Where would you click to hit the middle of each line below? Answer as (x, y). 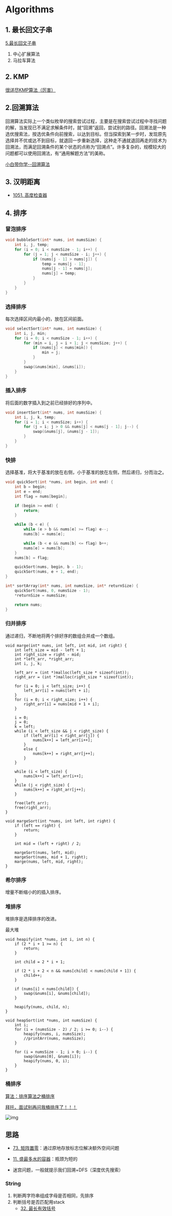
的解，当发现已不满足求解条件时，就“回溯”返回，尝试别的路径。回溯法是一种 (86, 128)
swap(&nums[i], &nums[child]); (57, 994)
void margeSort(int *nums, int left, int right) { (60, 821)
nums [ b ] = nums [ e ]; (45, 534)
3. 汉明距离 (23, 182)
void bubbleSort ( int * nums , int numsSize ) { (53, 240)
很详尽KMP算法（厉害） (30, 90)
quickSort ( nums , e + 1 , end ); (47, 572)
